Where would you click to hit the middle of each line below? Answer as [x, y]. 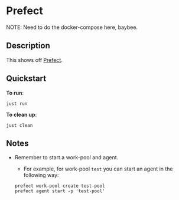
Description [28, 46]
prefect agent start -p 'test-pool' [60, 191]
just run [17, 104]
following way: [41, 175]
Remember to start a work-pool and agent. [66, 158]
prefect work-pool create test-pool [60, 186]
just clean [19, 125]
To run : [15, 93]
